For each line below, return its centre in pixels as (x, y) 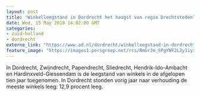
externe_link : (24, 45)
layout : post (22, 12)
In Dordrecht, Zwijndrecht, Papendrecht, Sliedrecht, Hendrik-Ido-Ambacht (97, 67)
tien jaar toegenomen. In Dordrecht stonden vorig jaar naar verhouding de (97, 80)
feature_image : (25, 51)
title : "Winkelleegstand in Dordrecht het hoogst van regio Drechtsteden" (101, 17)
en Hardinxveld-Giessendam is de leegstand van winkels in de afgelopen (96, 74)
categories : (21, 28)
